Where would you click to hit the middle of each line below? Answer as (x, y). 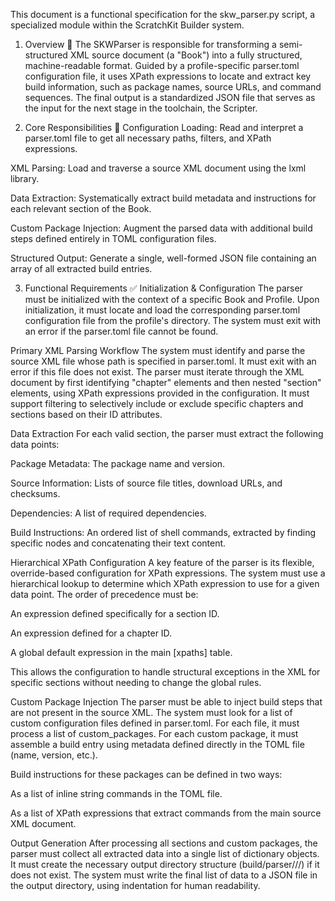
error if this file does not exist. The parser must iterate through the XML (157, 372)
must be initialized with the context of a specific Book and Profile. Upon (172, 299)
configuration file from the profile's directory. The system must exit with (173, 320)
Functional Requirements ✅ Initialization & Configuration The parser (163, 288)
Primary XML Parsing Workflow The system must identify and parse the (158, 350)
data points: (35, 444)
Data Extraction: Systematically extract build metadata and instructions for (163, 198)
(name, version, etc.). (54, 755)
